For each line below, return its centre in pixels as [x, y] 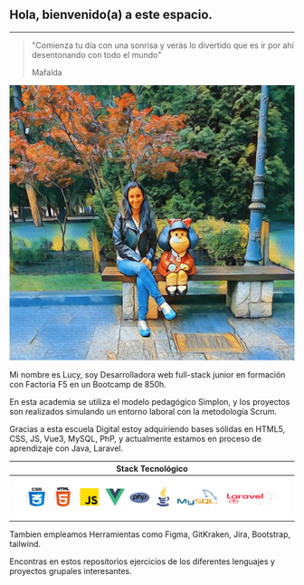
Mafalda [47, 72]
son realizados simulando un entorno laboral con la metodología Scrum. [143, 412]
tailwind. [25, 544]
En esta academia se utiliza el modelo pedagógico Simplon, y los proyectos [150, 402]
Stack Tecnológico [152, 468]
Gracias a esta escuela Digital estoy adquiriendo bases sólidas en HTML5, [147, 429]
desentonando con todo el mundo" [96, 54]
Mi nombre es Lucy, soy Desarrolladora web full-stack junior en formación [147, 375]
